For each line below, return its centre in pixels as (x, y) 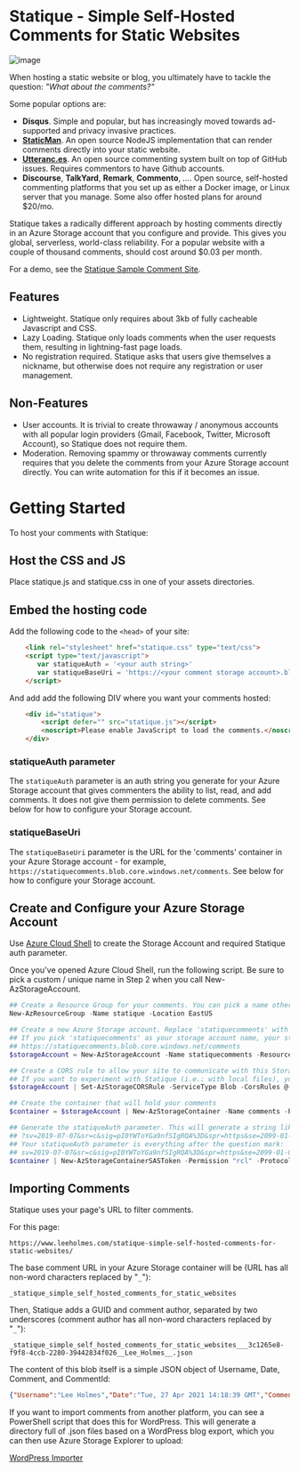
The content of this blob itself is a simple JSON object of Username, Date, (145, 1370)
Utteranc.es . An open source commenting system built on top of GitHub (154, 158)
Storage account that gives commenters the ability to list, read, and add (140, 790)
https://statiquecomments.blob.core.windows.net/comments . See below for (147, 870)
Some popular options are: (58, 103)
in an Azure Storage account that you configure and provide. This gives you (148, 232)
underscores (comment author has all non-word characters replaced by (141, 1320)
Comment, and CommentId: (60, 1379)
